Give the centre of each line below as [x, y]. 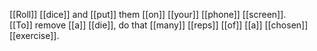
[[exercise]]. [34, 35]
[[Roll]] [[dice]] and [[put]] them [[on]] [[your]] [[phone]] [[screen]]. [148, 14]
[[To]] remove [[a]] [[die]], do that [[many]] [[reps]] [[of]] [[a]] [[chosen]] [159, 25]
